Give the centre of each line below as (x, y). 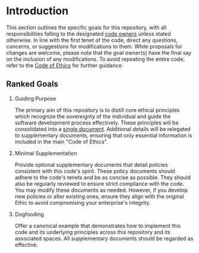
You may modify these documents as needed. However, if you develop (101, 190)
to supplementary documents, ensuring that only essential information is (103, 135)
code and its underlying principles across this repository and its (92, 232)
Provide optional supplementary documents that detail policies (91, 164)
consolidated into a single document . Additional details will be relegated (103, 129)
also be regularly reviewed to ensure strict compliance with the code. (99, 183)
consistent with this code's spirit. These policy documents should (95, 171)
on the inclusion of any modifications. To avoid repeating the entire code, (96, 59)
